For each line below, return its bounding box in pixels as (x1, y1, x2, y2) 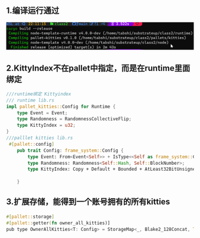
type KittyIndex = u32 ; (17, 123, 76, 129)
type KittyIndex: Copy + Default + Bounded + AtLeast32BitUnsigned (27, 166, 198, 173)
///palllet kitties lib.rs (6, 135, 73, 141)
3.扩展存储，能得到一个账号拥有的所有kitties (6, 197, 171, 207)
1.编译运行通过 (6, 5, 60, 16)
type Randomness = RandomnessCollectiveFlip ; (17, 116, 132, 122)
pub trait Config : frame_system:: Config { (17, 148, 124, 154)
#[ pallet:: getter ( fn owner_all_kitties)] (6, 220, 111, 226)
